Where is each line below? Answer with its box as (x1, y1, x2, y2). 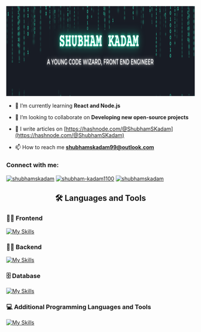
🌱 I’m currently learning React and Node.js (14, 102, 121, 109)
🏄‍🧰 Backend (6, 243, 42, 251)
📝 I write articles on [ (14, 125, 66, 132)
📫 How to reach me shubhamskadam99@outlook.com (14, 144, 154, 150)
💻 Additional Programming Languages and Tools (6, 303, 151, 311)
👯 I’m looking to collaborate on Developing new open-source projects (14, 114, 189, 120)
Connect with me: (6, 161, 59, 169)
